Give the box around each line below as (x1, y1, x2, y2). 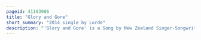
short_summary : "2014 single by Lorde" (6, 19, 106, 25)
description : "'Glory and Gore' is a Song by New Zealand (6, 25, 154, 31)
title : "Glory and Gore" (6, 14, 68, 20)
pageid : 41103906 (6, 8, 50, 15)
